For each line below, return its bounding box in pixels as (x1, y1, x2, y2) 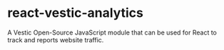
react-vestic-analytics (7, 5, 144, 21)
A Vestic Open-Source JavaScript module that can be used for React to (7, 28, 218, 37)
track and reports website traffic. (7, 35, 104, 44)
